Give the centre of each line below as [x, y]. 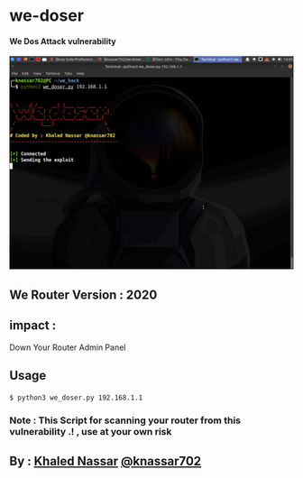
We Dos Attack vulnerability [63, 41]
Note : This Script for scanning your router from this [125, 420]
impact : [33, 326]
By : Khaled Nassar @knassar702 [106, 461]
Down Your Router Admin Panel [68, 347]
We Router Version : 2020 [83, 294]
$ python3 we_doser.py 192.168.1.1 [76, 398]
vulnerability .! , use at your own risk [91, 432]
